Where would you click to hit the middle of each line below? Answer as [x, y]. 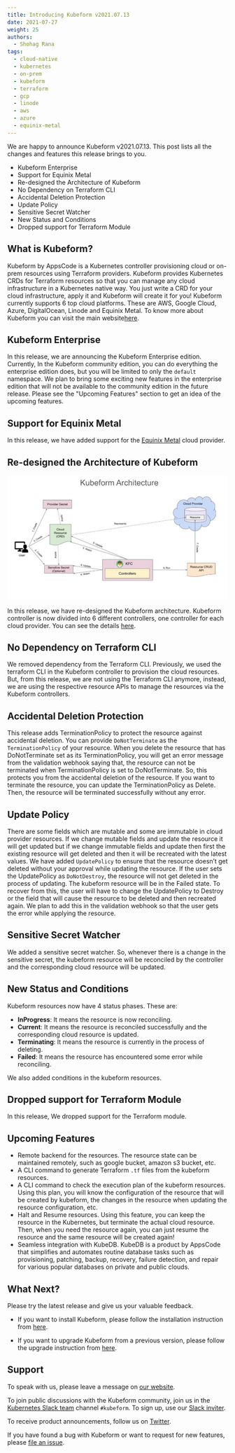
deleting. [30, 1049]
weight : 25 [23, 29]
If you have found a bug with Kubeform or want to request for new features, [116, 1435]
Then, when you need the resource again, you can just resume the [113, 1230]
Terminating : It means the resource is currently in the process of [111, 1042]
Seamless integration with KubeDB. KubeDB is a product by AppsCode [119, 1245]
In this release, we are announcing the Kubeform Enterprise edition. [104, 356]
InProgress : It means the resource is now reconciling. [95, 1020]
